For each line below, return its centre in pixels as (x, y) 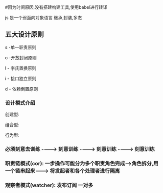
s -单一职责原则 (21, 47)
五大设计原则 (24, 35)
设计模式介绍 (20, 103)
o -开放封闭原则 (21, 57)
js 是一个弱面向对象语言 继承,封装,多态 (44, 18)
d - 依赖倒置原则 (22, 89)
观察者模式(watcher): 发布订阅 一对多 (49, 185)
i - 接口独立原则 (21, 78)
